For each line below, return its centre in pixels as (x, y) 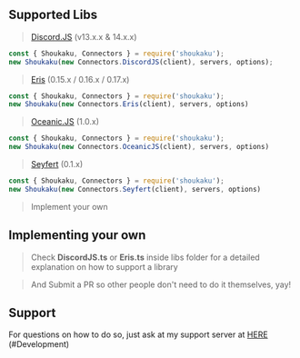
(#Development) (39, 344)
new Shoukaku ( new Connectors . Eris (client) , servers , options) (129, 104)
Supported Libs (53, 15)
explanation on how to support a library (104, 266)
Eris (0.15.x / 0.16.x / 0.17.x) (80, 79)
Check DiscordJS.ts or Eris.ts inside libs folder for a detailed (145, 257)
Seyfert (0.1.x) (57, 164)
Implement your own (69, 206)
